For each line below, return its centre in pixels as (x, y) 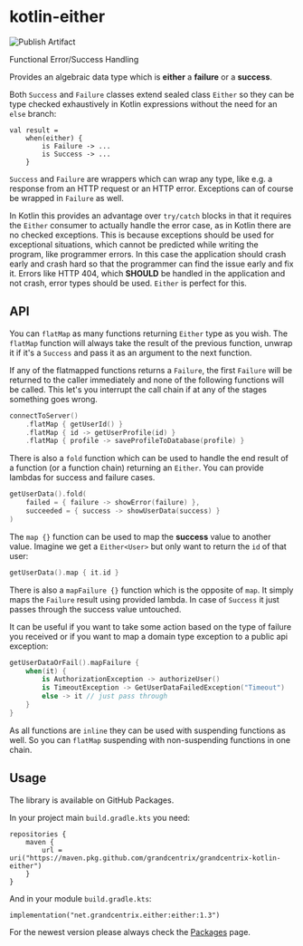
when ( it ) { (46, 671)
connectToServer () (44, 415)
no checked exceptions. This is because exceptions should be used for (142, 235)
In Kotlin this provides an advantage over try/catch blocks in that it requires (151, 216)
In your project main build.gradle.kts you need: (100, 817)
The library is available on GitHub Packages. (92, 800)
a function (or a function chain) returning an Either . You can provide (137, 468)
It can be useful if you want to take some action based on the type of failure (151, 626)
